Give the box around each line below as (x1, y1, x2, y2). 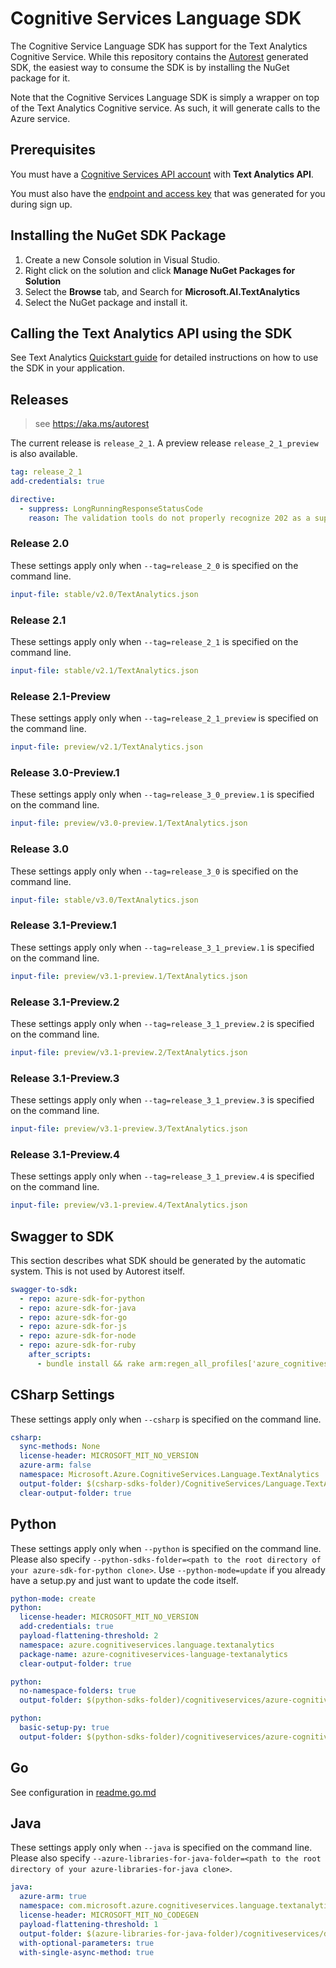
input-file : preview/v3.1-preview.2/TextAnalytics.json (10, 1047, 248, 1057)
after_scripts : (28, 1350, 92, 1360)
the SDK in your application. (10, 362, 125, 374)
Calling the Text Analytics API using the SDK (10, 325, 293, 342)
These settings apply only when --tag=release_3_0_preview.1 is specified (10, 788, 315, 801)
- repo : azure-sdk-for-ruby (19, 1340, 137, 1351)
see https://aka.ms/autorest (34, 418, 150, 430)
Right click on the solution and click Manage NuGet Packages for (24, 264, 296, 276)
